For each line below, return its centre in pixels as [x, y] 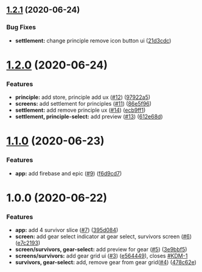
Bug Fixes [21, 27]
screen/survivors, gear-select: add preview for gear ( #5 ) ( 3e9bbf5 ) [101, 250]
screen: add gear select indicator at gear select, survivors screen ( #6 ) [103, 237]
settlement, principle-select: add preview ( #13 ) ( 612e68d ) [89, 117]
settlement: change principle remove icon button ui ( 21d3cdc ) [93, 40]
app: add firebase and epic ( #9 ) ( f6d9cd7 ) [68, 173]
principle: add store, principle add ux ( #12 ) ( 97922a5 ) [83, 97]
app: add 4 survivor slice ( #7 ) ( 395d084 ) [67, 230]
